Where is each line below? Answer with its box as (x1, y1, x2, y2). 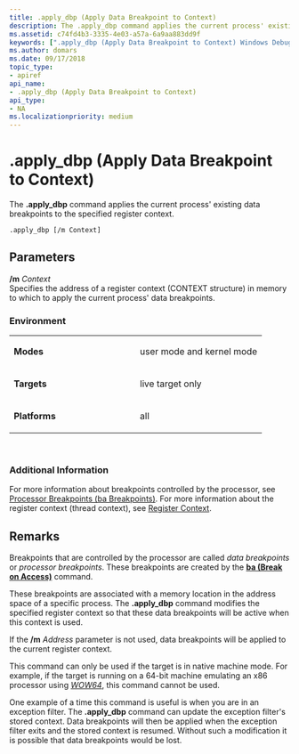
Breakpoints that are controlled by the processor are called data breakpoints (9, 553, 290, 563)
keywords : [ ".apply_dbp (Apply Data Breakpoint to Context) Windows (9, 37, 269, 47)
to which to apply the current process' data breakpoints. (9, 292, 215, 303)
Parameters (9, 250, 76, 265)
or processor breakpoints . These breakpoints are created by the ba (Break (9, 562, 283, 572)
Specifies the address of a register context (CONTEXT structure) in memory (9, 282, 287, 294)
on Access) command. (9, 572, 93, 582)
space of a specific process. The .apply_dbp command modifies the (9, 598, 260, 609)
